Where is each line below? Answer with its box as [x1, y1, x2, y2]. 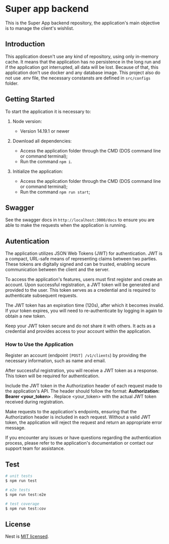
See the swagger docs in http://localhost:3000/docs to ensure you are [5, 217, 155, 223]
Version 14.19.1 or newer [20, 128, 70, 134]
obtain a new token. [5, 313, 46, 319]
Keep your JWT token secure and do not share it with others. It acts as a [5, 323, 155, 329]
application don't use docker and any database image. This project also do [5, 69, 160, 75]
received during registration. [5, 399, 65, 405]
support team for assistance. [5, 445, 65, 451]
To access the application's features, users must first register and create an [5, 277, 162, 283]
